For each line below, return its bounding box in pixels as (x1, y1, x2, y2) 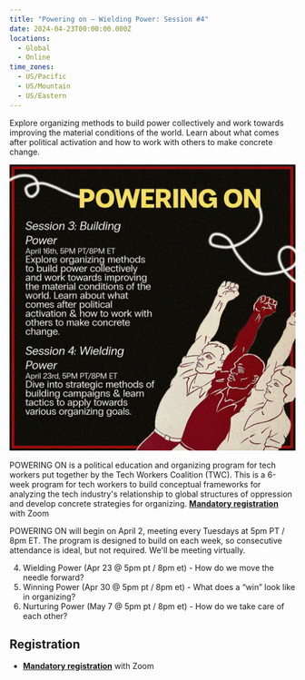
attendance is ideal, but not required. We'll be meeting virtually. (9, 545, 246, 556)
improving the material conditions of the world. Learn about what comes (9, 127, 280, 138)
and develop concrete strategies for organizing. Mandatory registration (9, 498, 279, 508)
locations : (9, 34, 51, 43)
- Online (17, 53, 51, 63)
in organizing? (22, 591, 76, 602)
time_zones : (9, 63, 54, 72)
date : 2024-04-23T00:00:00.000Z (9, 24, 132, 34)
